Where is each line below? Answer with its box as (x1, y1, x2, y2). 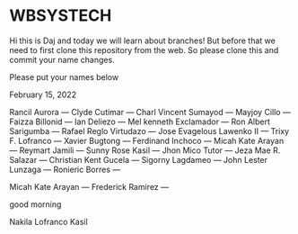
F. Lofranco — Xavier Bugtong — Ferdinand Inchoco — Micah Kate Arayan (9, 135, 285, 146)
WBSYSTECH (9, 5, 112, 26)
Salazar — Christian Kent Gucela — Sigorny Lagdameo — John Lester (9, 154, 267, 165)
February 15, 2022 (9, 89, 77, 100)
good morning (9, 199, 62, 210)
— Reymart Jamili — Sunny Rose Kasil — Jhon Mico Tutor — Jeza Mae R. (9, 145, 281, 156)
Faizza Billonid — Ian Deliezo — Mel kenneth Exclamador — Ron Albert (9, 116, 271, 127)
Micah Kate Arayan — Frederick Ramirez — (9, 181, 169, 192)
